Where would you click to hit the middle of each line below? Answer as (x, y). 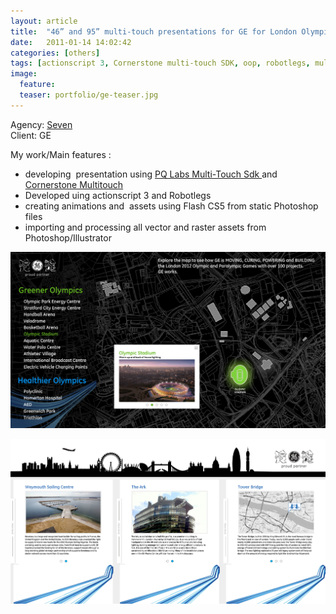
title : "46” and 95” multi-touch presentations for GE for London (154, 31)
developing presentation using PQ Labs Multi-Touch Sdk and (151, 174)
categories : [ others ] (55, 53)
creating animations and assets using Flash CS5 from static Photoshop (171, 206)
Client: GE (31, 135)
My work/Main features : (61, 154)
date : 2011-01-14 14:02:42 (71, 42)
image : (24, 74)
